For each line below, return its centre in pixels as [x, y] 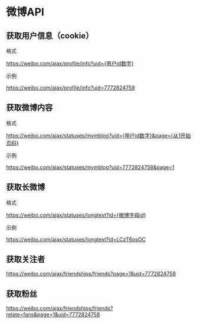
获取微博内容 [29, 108]
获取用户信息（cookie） [50, 36]
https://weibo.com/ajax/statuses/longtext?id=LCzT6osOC [76, 239]
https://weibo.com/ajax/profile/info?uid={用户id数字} [70, 63]
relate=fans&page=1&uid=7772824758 [53, 315]
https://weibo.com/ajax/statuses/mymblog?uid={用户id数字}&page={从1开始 [98, 135]
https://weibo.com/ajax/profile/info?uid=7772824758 [71, 88]
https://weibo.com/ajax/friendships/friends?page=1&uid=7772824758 [91, 274]
